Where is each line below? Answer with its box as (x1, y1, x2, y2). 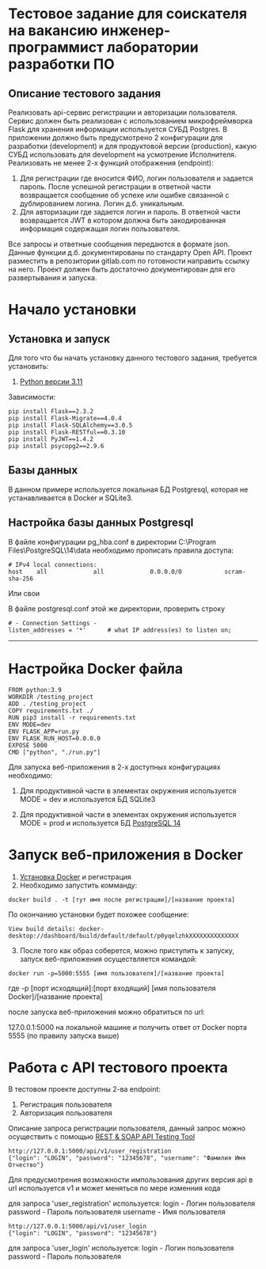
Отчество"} (8, 1161, 44, 1169)
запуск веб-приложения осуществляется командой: (19, 954, 198, 963)
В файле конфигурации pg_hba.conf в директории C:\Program (8, 537, 216, 546)
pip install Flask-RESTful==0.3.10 (8, 428, 126, 436)
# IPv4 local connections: (8, 560, 97, 568)
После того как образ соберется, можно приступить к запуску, (19, 945, 235, 955)
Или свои (8, 588, 40, 598)
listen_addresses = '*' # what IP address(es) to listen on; (8, 626, 232, 634)
